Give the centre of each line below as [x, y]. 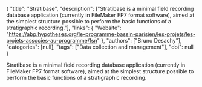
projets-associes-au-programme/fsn [52, 40]
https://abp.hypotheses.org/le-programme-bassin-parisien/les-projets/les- [102, 34]
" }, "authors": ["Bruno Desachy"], [139, 40]
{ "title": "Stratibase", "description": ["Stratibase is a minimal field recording [100, 9]
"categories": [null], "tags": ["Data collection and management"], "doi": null [100, 47]
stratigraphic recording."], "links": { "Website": [64, 28]
